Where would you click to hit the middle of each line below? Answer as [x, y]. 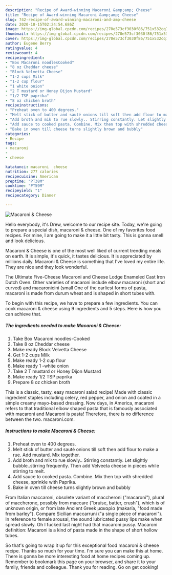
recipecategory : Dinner [31, 196]
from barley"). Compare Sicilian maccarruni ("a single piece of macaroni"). [84, 514]
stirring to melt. [29, 471]
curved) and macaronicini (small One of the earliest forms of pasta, [76, 288]
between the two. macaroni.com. [40, 419]
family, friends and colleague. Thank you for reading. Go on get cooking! [82, 567]
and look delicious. [25, 241]
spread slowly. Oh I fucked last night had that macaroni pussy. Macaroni [81, 524]
